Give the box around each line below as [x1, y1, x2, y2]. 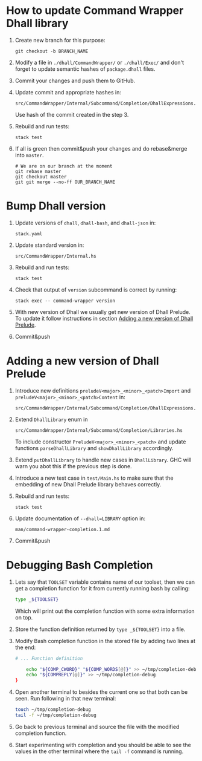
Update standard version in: [14, 241, 84, 249]
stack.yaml [14, 230, 43, 237]
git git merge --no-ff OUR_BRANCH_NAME [14, 179, 116, 185]
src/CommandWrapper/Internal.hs [14, 253, 96, 259]
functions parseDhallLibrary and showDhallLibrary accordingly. [14, 444, 174, 451]
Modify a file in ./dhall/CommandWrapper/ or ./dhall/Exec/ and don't [14, 59, 185, 66]
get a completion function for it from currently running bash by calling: [14, 584, 190, 592]
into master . [14, 151, 44, 158]
